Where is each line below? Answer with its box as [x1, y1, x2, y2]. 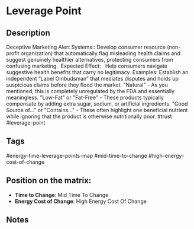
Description [6, 28, 50, 38]
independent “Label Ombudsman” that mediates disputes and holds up [6, 75, 179, 82]
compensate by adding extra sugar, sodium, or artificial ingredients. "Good [6, 100, 188, 107]
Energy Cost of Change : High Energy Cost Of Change [14, 198, 147, 205]
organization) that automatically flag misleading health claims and [20, 50, 180, 57]
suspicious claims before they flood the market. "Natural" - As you [6, 81, 169, 88]
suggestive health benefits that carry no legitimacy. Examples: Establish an [6, 69, 189, 75]
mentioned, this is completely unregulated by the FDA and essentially [6, 88, 175, 94]
